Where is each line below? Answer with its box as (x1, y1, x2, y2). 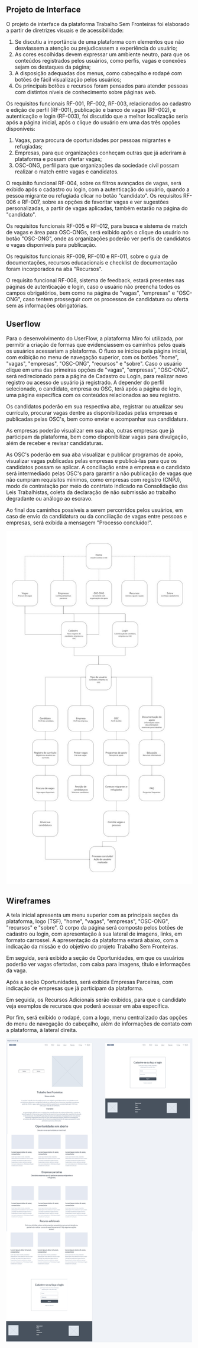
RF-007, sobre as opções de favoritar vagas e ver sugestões (21, 198, 169, 205)
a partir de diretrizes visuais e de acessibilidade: (6, 27, 124, 34)
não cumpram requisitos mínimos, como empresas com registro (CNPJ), (6, 476, 182, 483)
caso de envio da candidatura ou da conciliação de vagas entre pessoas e (6, 512, 187, 520)
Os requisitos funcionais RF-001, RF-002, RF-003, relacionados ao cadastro (6, 100, 191, 107)
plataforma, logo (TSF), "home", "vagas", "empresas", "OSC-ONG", (6, 918, 170, 925)
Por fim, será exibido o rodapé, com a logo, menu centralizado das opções (6, 1014, 188, 1021)
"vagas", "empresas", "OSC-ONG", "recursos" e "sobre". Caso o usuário (6, 360, 182, 367)
